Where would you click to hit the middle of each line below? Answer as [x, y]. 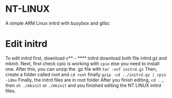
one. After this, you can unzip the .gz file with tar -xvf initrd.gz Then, [81, 69]
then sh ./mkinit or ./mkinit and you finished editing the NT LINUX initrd [83, 85]
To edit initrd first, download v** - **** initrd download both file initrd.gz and [86, 58]
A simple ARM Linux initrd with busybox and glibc [58, 23]
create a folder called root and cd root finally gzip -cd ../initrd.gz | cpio [86, 74]
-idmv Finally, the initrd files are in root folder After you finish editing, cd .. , [85, 80]
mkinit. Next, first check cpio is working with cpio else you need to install [82, 63]
